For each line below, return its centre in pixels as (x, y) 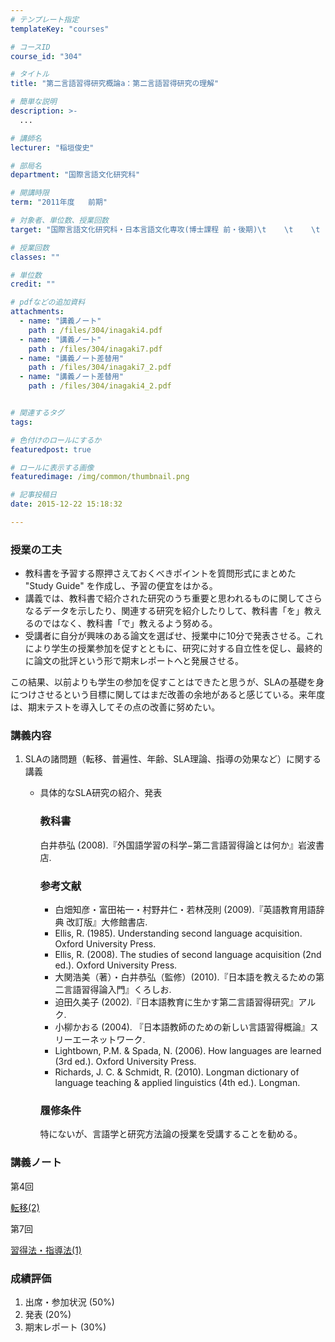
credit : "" (33, 284)
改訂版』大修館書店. (107, 922)
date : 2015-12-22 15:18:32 (66, 504)
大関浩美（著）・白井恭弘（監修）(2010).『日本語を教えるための (185, 977)
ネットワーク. (117, 1040)
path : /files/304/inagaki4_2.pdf (100, 386)
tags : (21, 422)
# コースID (30, 47)
